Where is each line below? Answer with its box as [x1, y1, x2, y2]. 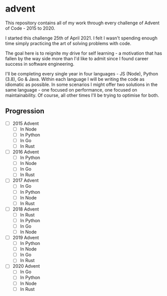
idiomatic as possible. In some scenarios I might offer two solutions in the [5, 81, 158, 88]
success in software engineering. [5, 61, 75, 67]
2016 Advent [12, 149, 39, 155]
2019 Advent [12, 235, 39, 240]
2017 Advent [12, 178, 39, 184]
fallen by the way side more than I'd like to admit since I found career [5, 55, 149, 61]
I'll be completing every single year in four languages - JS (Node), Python [5, 70, 158, 76]
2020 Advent [12, 263, 40, 269]
